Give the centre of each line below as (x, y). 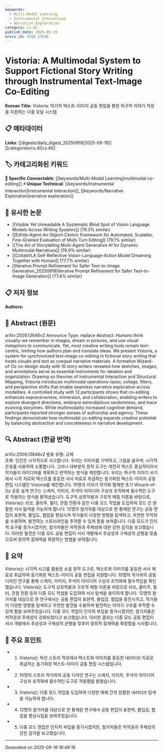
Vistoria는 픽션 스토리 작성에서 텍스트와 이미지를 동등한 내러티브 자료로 (86, 658)
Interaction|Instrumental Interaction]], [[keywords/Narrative (64, 191)
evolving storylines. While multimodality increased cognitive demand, (74, 407)
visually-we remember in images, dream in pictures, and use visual (72, 340)
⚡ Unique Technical (43, 184)
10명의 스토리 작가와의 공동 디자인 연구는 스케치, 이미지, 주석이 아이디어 (87, 675)
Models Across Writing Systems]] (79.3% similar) (61, 230)
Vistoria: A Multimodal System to (73, 61)
